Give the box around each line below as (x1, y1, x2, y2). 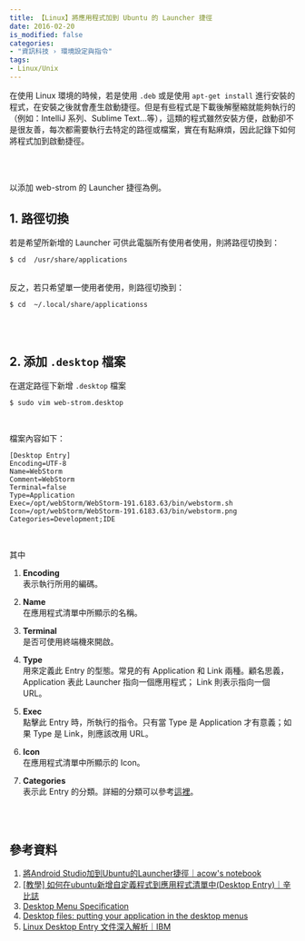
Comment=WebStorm (9, 474, 75, 484)
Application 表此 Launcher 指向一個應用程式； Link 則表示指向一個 (22, 676, 271, 687)
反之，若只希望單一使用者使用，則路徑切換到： (9, 282, 184, 292)
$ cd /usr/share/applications (9, 255, 128, 264)
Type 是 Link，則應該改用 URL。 (33, 728, 153, 738)
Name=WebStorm (9, 467, 64, 476)
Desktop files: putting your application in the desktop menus (22, 910, 249, 922)
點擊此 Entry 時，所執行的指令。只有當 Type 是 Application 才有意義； (22, 717, 284, 728)
